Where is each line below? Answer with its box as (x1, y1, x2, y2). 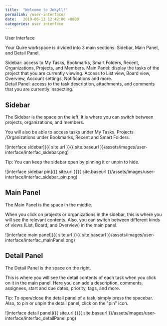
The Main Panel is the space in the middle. (5, 201, 92, 207)
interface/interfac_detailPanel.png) (5, 315, 76, 321)
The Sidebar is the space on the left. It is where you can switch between (5, 114, 154, 120)
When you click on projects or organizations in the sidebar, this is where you (5, 211, 162, 217)
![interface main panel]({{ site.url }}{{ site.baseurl (5, 231, 106, 237)
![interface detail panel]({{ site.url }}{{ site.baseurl (5, 309, 108, 315)
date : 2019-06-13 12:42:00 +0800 (5, 16, 79, 21)
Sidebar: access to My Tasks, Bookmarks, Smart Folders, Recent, (5, 59, 140, 65)
